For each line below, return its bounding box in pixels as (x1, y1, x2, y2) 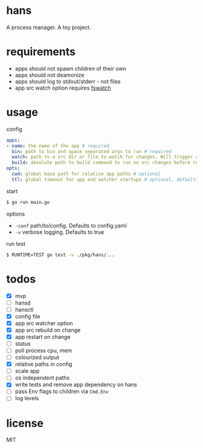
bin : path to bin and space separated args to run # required (11, 148, 172, 154)
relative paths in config (14, 361, 72, 368)
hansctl (14, 306, 34, 313)
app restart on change (14, 333, 71, 340)
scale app (14, 367, 40, 375)
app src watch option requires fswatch (14, 84, 111, 91)
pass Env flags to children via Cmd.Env (14, 388, 109, 395)
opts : (6, 165, 20, 171)
